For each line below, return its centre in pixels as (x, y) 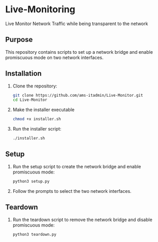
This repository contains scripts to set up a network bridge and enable (79, 52)
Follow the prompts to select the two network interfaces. (72, 191)
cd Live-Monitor (30, 100)
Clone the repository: (35, 86)
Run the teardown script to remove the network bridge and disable (83, 219)
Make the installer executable (44, 110)
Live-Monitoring (40, 9)
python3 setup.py (31, 181)
